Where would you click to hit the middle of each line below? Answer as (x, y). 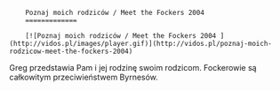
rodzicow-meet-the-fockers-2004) (71, 51)
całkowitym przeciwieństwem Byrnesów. (84, 77)
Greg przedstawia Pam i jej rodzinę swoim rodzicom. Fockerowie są (133, 68)
